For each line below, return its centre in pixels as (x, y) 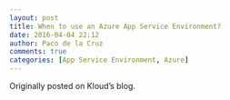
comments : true (38, 52)
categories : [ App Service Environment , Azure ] (99, 60)
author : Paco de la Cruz (56, 43)
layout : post (34, 18)
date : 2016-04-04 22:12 (55, 35)
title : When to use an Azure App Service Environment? (115, 26)
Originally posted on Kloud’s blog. (73, 86)
